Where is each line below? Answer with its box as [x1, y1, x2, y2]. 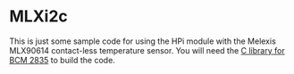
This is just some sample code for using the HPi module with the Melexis [9, 36, 277, 46]
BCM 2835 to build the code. [9, 54, 116, 65]
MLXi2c [9, 6, 69, 27]
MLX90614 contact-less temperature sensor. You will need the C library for [9, 45, 285, 55]
